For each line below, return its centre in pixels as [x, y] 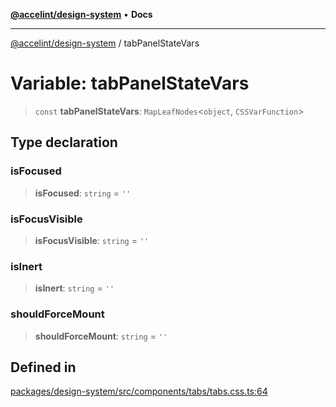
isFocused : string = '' [83, 193]
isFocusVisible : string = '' [92, 240]
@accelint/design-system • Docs [81, 14]
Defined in [43, 367]
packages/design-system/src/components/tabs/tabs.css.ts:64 [139, 391]
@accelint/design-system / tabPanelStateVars [105, 43]
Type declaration [64, 142]
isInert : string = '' [74, 288]
